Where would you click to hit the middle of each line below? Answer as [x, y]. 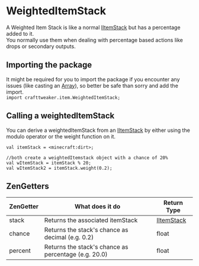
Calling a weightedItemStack [60, 116]
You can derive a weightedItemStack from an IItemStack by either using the [98, 130]
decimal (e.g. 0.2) [69, 237]
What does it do [98, 207]
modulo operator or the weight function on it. [61, 136]
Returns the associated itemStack [91, 220]
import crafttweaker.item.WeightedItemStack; [63, 97]
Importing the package [49, 65]
